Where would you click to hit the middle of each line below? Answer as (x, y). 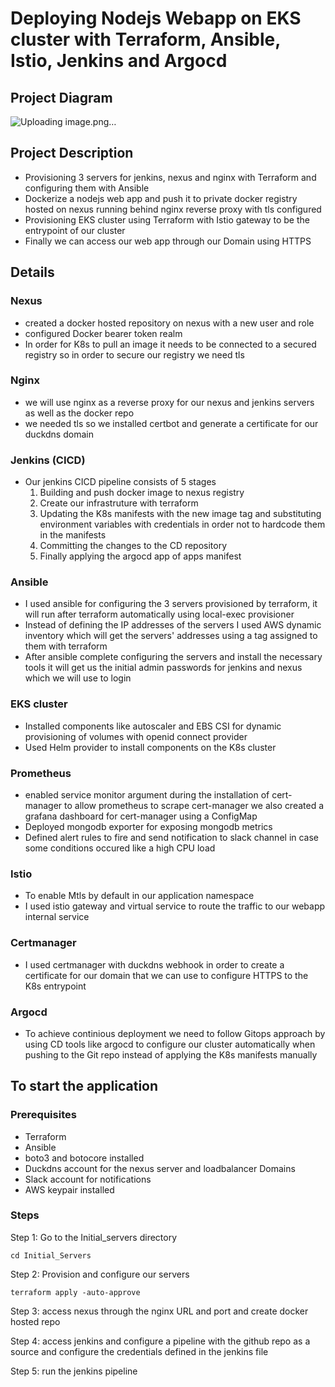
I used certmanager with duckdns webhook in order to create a (154, 964)
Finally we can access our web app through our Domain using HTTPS (168, 241)
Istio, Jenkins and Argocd (119, 61)
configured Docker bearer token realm (103, 333)
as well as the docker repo (79, 413)
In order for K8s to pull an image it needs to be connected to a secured (170, 344)
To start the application (84, 1086)
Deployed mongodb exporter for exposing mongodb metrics (148, 826)
